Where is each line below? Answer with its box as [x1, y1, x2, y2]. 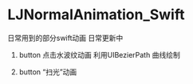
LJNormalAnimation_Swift [7, 6, 185, 24]
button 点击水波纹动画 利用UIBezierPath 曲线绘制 [18, 50, 180, 59]
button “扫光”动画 [18, 66, 77, 77]
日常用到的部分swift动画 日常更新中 [7, 33, 124, 42]
